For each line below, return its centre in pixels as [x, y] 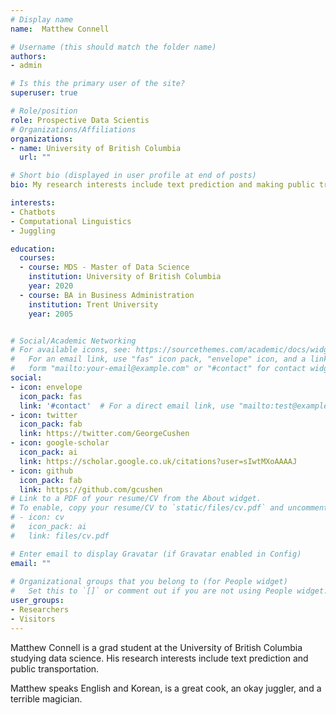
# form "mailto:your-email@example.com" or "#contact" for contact [158, 369]
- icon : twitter [44, 415]
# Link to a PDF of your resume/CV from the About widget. [136, 499]
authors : [28, 56]
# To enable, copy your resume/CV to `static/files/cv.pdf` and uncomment [169, 508]
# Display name [42, 19]
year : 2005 [51, 314]
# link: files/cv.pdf [60, 536]
